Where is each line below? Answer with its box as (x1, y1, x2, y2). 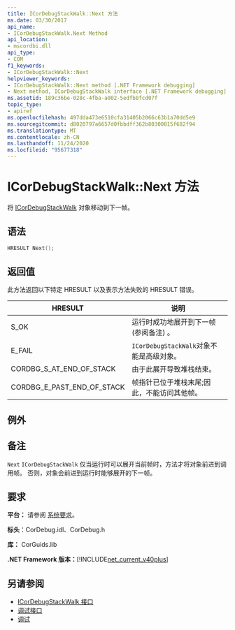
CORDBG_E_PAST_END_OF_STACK (10, 382, 125, 392)
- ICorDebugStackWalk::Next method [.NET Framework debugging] (7, 82, 196, 89)
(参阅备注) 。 (131, 328, 175, 337)
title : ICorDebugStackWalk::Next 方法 (7, 10, 118, 17)
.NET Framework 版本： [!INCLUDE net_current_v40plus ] (7, 555, 169, 564)
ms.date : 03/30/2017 (7, 17, 68, 24)
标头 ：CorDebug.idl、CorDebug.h (7, 525, 106, 534)
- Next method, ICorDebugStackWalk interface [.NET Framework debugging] (7, 88, 227, 95)
